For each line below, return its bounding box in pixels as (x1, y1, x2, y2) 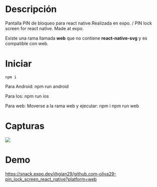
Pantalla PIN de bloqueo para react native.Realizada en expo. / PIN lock (5, 20, 152, 26)
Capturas (5, 120, 45, 132)
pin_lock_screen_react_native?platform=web (5, 176, 97, 182)
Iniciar (5, 58, 32, 70)
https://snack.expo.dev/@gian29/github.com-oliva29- (5, 170, 116, 176)
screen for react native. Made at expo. (5, 25, 84, 31)
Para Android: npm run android (5, 83, 69, 89)
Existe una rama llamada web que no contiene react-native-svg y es (5, 35, 147, 41)
